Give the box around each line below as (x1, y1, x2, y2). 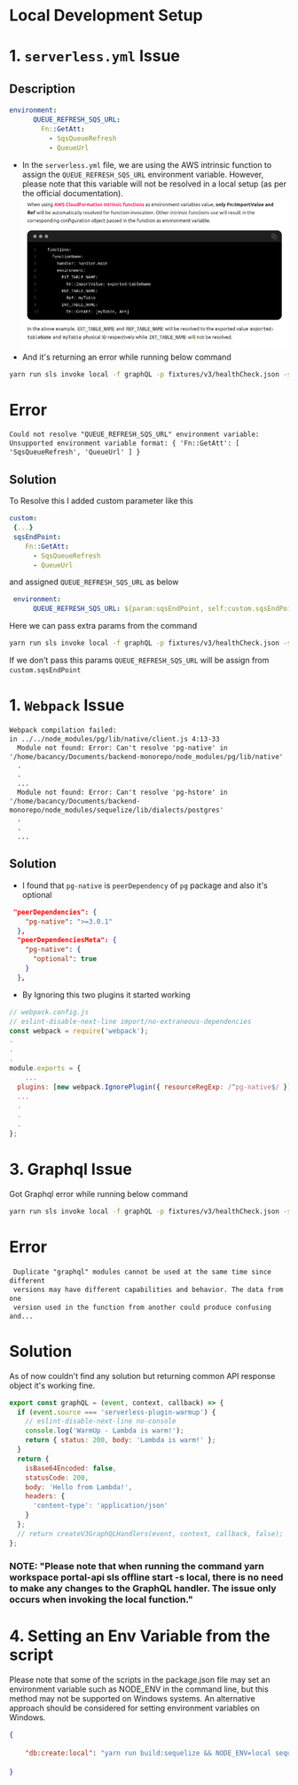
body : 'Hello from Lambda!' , (25, 1482, 133, 1492)
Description (9, 81, 75, 96)
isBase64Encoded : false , (25, 1464, 117, 1472)
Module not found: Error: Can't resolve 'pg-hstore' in (17, 788, 228, 797)
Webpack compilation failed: (9, 726, 117, 734)
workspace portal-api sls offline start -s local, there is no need (9, 1571, 284, 1583)
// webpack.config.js (9, 1007, 90, 1017)
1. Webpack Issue (9, 695, 125, 716)
